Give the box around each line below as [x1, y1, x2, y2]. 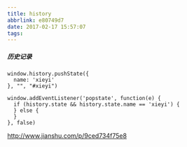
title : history [7, 10, 52, 17]
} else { [13, 107, 39, 114]
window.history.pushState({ [7, 71, 90, 78]
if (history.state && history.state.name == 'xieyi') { [13, 101, 180, 108]
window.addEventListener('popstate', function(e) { [7, 95, 161, 102]
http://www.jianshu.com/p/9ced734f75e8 [7, 132, 127, 140]
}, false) [7, 120, 36, 127]
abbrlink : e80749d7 [7, 17, 64, 24]
